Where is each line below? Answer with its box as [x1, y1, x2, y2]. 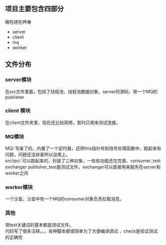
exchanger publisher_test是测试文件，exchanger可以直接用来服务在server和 [5, 164, 161, 170]
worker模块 [5, 184, 33, 191]
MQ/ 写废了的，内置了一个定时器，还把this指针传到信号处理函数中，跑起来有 [5, 145, 162, 151]
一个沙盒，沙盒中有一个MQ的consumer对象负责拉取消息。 [5, 196, 124, 202]
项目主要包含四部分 [5, 4, 64, 13]
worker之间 [5, 170, 28, 176]
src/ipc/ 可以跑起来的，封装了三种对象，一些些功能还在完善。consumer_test [5, 158, 161, 164]
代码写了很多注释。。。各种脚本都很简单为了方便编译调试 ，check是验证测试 [5, 228, 158, 234]
